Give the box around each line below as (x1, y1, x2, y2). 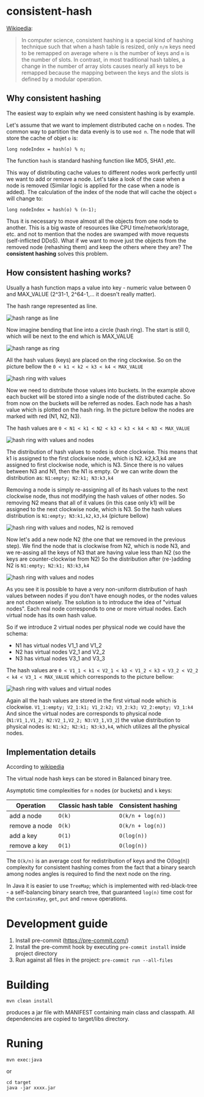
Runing (6, 1036, 43, 1050)
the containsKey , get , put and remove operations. (6, 895, 128, 902)
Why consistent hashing (6, 93, 101, 103)
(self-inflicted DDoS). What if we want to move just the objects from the (6, 237, 186, 244)
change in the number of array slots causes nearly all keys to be (21, 62, 183, 70)
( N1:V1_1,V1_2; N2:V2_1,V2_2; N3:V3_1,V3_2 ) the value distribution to (6, 716, 181, 724)
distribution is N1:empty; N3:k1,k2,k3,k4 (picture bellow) (6, 512, 148, 519)
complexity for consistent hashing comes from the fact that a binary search (6, 864, 196, 871)
